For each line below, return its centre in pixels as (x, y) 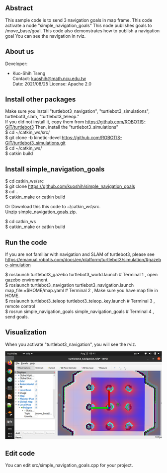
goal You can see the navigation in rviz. (45, 36)
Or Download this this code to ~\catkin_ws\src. (53, 207)
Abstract (19, 8)
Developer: (16, 64)
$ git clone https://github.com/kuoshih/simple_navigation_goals (70, 186)
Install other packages (41, 100)
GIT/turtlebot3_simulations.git (35, 143)
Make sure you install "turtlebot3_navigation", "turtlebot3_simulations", (78, 111)
